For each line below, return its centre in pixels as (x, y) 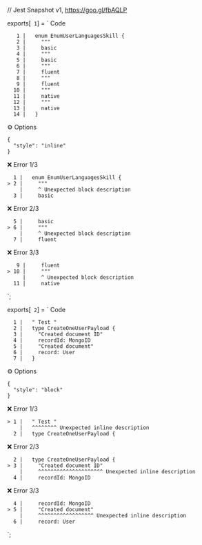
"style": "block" (38, 390)
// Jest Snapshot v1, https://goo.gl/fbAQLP (67, 10)
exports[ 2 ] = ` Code (37, 310)
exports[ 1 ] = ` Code (37, 23)
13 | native (37, 108)
